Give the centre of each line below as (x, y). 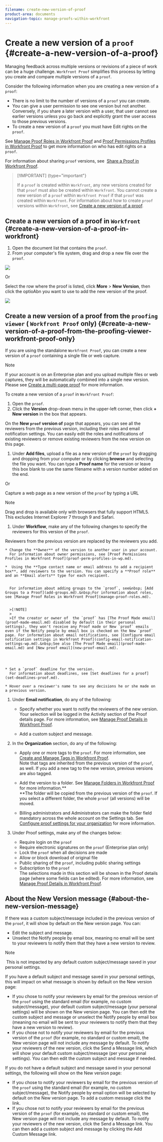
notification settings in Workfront (42, 639)
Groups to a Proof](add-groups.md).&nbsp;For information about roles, (79, 592)
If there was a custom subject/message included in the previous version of (80, 918)
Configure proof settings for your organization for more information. (87, 823)
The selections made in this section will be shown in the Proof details (89, 873)
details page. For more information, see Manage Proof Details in (83, 719)
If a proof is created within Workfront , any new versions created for (84, 185)
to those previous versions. (39, 122)
